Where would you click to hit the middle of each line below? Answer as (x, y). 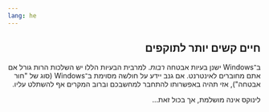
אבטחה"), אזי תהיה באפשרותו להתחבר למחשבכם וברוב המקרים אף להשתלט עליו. (137, 84)
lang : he (22, 16)
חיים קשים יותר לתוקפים (203, 48)
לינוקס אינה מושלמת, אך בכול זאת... (206, 100)
